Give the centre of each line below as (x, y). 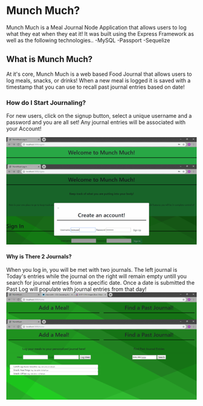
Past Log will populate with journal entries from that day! (76, 289)
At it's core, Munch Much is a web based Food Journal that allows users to (99, 74)
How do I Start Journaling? (46, 103)
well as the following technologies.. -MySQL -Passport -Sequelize (88, 40)
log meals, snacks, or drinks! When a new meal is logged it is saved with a (98, 80)
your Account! (24, 129)
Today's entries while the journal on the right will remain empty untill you (97, 276)
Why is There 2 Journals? (39, 256)
